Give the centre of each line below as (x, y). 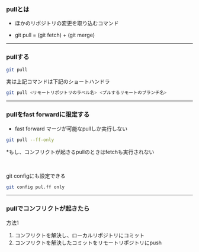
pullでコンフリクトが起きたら (48, 209)
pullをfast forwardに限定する (48, 114)
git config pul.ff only (36, 187)
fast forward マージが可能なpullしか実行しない (71, 129)
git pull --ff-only (30, 140)
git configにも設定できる (36, 176)
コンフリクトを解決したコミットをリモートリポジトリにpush (88, 243)
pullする (18, 57)
